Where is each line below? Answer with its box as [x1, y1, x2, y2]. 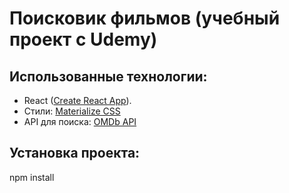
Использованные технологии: [9, 68, 208, 85]
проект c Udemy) [9, 28, 158, 51]
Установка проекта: [9, 145, 141, 162]
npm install [9, 171, 55, 183]
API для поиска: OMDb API [23, 116, 137, 127]
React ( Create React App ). [23, 95, 132, 106]
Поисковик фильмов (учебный [9, 7, 281, 30]
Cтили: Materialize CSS [23, 105, 121, 117]
